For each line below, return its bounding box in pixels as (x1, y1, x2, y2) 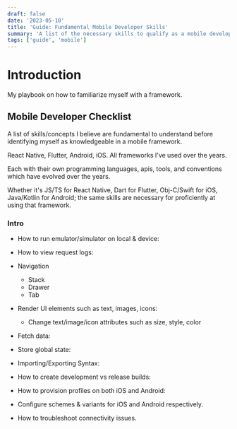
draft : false (7, 10, 46, 18)
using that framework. (7, 201, 72, 209)
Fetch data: (17, 331, 51, 340)
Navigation (17, 262, 49, 271)
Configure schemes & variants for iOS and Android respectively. (17, 400, 203, 409)
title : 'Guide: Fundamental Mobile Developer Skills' (7, 23, 169, 30)
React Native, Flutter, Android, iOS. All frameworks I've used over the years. (7, 151, 227, 159)
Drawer (28, 283, 50, 292)
